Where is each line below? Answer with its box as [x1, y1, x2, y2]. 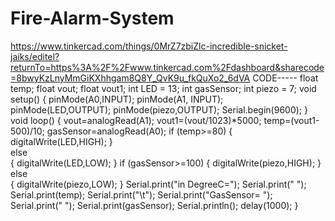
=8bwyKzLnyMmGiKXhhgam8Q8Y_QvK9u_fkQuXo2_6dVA [10, 72, 251, 84]
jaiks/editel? [10, 50, 60, 62]
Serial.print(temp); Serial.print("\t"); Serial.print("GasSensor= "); [10, 188, 273, 201]
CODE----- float [252, 72, 319, 84]
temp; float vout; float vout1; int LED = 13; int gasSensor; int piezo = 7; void [10, 82, 317, 94]
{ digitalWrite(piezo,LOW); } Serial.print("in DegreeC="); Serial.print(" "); [10, 178, 307, 190]
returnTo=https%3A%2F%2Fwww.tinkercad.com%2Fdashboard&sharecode [10, 61, 325, 73]
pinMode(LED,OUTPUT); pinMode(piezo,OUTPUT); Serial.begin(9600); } [10, 103, 308, 116]
